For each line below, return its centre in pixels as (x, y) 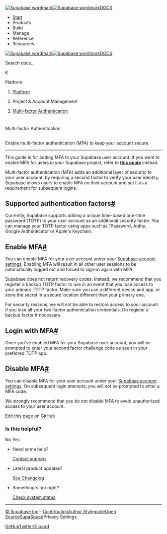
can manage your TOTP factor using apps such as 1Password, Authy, (76, 226)
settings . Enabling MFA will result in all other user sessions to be (71, 264)
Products (22, 23)
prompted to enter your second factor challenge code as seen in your (76, 348)
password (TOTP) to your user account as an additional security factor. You (83, 221)
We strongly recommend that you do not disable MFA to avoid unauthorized (83, 401)
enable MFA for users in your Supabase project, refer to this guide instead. (82, 162)
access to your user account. (35, 406)
